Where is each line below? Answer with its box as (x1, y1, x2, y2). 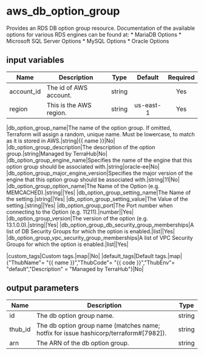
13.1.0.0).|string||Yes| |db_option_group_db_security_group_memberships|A (6, 221, 194, 228)
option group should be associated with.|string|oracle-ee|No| (6, 163, 160, 170)
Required (168, 73, 195, 82)
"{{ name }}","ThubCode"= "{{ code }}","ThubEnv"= (46, 259, 175, 266)
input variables (6, 55, 65, 65)
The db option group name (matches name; (36, 321, 160, 329)
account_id (9, 87, 41, 96)
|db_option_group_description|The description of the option (6, 143, 155, 150)
